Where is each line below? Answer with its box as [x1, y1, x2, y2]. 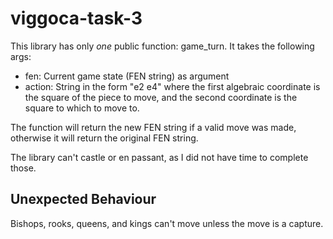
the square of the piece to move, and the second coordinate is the [24, 91, 298, 103]
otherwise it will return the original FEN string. [10, 132, 199, 144]
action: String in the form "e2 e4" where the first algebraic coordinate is [24, 80, 321, 92]
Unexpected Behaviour [10, 191, 157, 208]
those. [10, 162, 37, 174]
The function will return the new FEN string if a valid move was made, [10, 121, 297, 133]
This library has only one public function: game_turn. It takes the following [10, 40, 315, 52]
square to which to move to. [24, 102, 140, 114]
